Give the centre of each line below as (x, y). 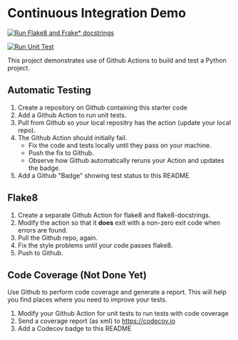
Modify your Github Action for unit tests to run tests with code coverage (123, 314)
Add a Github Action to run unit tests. (72, 115)
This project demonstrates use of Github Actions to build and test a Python (117, 60)
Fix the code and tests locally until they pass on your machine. (120, 145)
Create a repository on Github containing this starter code (102, 107)
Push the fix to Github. (61, 153)
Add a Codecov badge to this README (74, 329)
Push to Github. (40, 253)
